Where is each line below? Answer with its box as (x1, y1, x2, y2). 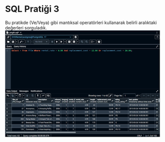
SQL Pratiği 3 (5, 3, 59, 15)
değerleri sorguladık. (5, 24, 47, 30)
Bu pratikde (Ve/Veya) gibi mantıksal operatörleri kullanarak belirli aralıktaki (5, 20, 157, 25)
